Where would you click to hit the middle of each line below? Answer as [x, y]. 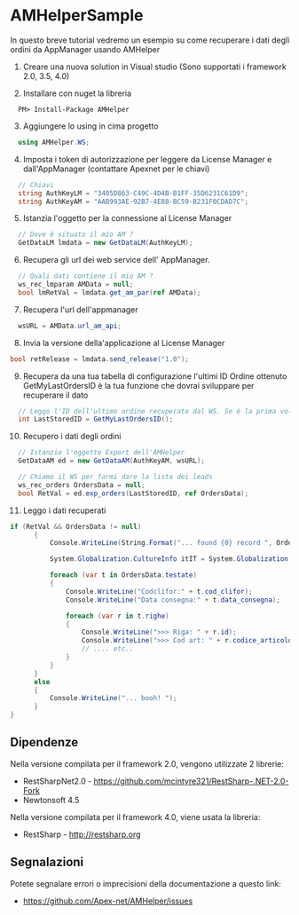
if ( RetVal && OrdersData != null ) [76, 526]
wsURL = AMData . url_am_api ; [70, 326]
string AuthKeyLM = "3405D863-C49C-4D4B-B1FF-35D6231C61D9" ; [134, 193]
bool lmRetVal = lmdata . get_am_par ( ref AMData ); [110, 292]
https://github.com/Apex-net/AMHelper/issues [108, 901]
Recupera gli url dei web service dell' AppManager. [116, 260]
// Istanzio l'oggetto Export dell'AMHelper [102, 453]
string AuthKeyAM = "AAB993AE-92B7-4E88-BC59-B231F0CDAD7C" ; [134, 201]
